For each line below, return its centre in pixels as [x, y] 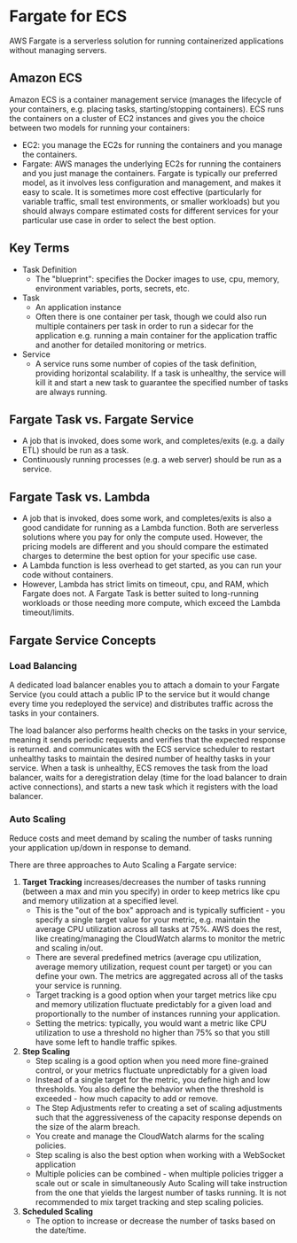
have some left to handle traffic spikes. [106, 1042]
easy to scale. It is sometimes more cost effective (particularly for [142, 191]
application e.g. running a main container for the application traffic [156, 335]
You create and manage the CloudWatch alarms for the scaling [149, 1137]
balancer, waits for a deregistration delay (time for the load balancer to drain [148, 777]
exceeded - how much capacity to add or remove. [127, 1099]
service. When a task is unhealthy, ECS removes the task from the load [139, 767]
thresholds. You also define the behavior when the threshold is [149, 1089]
